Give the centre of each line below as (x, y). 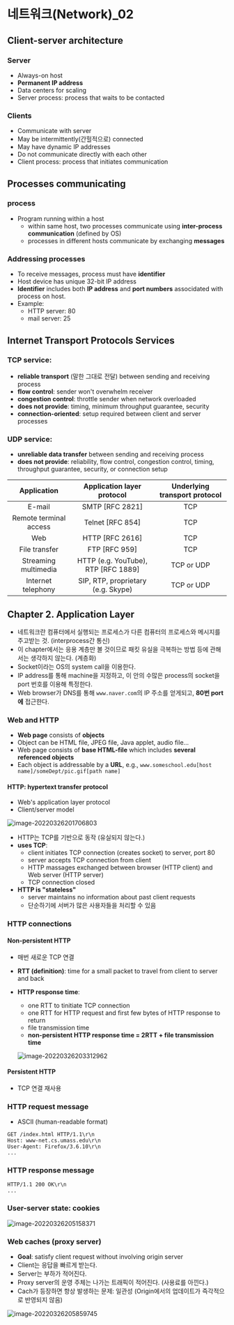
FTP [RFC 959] (112, 550)
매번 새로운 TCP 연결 (46, 957)
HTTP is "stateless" (47, 890)
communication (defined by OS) (75, 233)
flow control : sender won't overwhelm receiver (85, 392)
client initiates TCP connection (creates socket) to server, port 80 (121, 853)
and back (31, 978)
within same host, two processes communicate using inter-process (125, 226)
